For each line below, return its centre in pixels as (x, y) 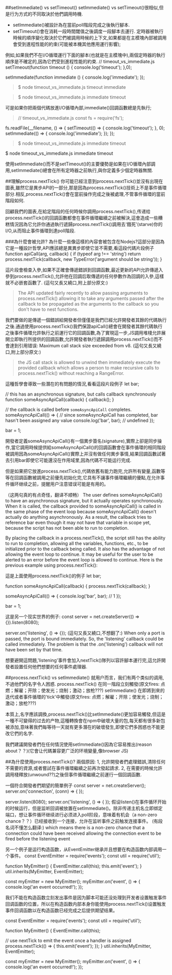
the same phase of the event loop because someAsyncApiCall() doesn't (81, 512)
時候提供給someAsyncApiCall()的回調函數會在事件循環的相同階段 (98, 447)
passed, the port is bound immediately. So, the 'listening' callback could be (84, 639)
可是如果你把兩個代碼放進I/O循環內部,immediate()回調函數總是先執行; (79, 108)
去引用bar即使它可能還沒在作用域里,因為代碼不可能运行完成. (68, 460)
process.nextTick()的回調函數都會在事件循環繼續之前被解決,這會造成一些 (82, 218)
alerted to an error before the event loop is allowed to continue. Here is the (84, 560)
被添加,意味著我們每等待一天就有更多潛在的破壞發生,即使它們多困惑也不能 (83, 727)
